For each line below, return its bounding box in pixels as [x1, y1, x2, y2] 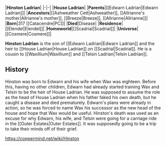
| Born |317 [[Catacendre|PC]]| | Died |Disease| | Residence [5, 20, 122, 26]
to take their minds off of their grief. [5, 126, 78, 132]
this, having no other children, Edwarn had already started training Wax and [5, 84, 160, 90]
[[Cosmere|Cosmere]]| [5, 31, 52, 37]
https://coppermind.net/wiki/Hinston [5, 135, 79, 141]
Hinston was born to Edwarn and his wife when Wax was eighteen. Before [5, 78, 156, 84]
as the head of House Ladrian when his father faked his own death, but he [5, 94, 157, 100]
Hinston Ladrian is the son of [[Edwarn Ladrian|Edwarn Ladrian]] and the [5, 41, 155, 47]
